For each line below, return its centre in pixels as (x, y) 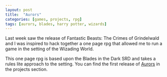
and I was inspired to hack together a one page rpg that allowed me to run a (84, 44)
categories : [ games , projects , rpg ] (44, 19)
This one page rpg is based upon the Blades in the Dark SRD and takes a (80, 59)
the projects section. (26, 69)
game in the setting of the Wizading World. (50, 49)
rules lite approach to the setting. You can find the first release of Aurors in (82, 64)
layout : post (19, 10)
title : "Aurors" (23, 15)
